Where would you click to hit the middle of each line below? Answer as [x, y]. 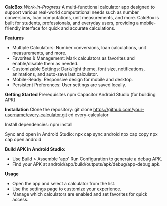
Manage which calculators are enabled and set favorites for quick [80, 194]
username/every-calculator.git [36, 115]
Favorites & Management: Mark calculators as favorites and [73, 58]
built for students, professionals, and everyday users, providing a [72, 23]
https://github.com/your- [119, 109]
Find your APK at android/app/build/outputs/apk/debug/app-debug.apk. [86, 164]
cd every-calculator [88, 115]
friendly [13, 28]
